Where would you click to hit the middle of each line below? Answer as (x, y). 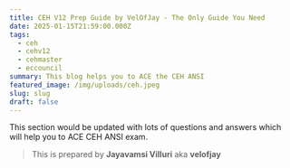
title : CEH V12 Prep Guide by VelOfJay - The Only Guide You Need (137, 18)
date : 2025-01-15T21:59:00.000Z (70, 26)
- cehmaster (40, 60)
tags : (19, 34)
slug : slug (30, 93)
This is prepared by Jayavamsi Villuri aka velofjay (126, 154)
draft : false (34, 102)
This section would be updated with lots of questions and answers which (145, 127)
